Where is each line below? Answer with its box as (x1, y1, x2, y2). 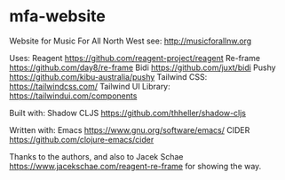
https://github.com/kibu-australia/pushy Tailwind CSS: (9, 71, 208, 82)
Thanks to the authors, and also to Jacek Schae (9, 151, 184, 161)
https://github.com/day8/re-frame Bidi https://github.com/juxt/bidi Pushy (9, 62, 277, 73)
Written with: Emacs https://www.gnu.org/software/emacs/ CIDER (9, 124, 250, 135)
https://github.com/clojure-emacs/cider (9, 134, 154, 145)
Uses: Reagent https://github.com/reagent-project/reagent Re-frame (9, 52, 260, 63)
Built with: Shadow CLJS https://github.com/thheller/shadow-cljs (9, 107, 247, 118)
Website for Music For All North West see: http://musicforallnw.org (9, 35, 252, 46)
